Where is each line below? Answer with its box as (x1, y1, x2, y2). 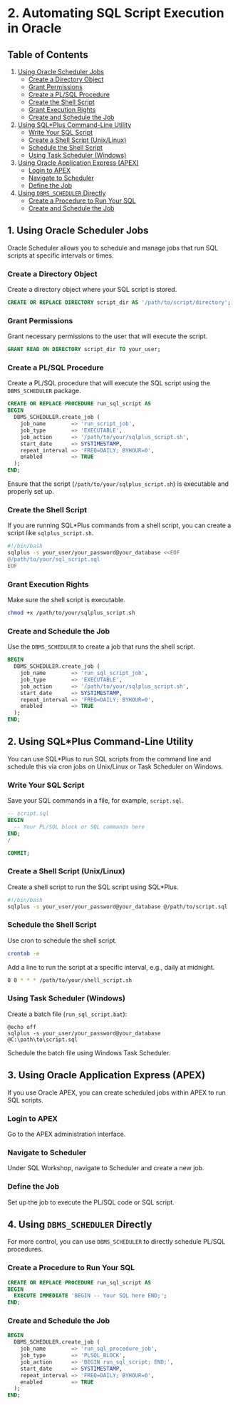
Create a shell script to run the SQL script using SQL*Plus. (7, 883, 179, 891)
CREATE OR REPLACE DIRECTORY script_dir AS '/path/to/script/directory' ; (7, 299, 232, 306)
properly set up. (7, 487, 55, 496)
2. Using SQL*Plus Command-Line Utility (7, 736, 194, 748)
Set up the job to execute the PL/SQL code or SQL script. (7, 1197, 175, 1207)
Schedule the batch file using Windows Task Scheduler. (7, 1048, 171, 1057)
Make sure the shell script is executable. (7, 596, 126, 604)
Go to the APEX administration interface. (7, 1130, 126, 1138)
